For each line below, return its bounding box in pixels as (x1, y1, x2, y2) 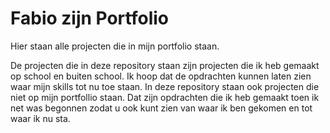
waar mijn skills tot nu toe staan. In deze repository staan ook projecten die (10, 80, 320, 92)
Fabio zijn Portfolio (10, 7, 169, 30)
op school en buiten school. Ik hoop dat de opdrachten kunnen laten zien (10, 70, 312, 82)
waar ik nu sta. (10, 112, 71, 124)
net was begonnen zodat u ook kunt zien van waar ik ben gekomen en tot (10, 102, 313, 114)
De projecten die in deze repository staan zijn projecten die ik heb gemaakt (10, 59, 320, 71)
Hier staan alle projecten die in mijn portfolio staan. (10, 40, 220, 52)
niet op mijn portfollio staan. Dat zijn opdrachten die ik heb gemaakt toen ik (10, 91, 320, 103)
